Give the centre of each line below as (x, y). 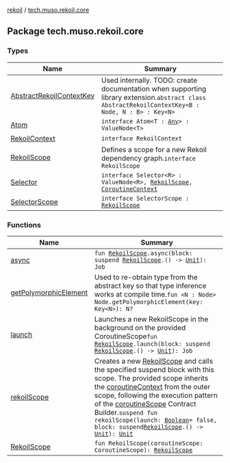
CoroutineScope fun (126, 336)
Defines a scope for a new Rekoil (154, 149)
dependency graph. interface (149, 158)
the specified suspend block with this (154, 369)
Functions (24, 225)
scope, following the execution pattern (156, 395)
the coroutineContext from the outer (153, 386)
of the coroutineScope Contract (145, 403)
